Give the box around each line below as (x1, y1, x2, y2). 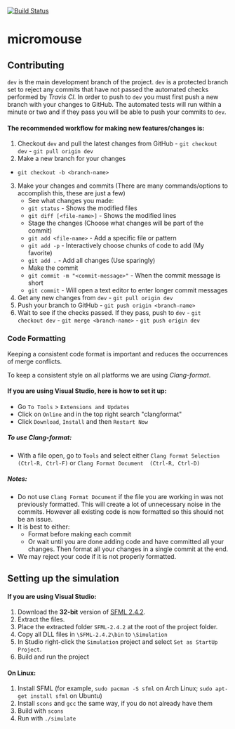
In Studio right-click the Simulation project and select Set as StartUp (17, 638, 218, 646)
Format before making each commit (27, 529, 132, 538)
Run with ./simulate (17, 714, 76, 723)
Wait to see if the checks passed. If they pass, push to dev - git (17, 309, 201, 317)
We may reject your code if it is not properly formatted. (17, 552, 177, 560)
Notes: (7, 475, 28, 483)
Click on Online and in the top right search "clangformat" (17, 410, 182, 418)
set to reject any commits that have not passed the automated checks (7, 85, 209, 93)
